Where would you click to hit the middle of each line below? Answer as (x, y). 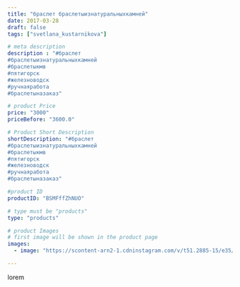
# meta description (36, 47)
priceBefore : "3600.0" (41, 120)
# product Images (33, 231)
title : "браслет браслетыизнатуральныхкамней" (78, 14)
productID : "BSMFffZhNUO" (46, 198)
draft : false (27, 27)
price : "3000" (29, 113)
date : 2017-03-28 (33, 21)
